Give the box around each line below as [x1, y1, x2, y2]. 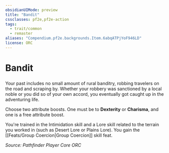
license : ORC [5, 41, 33, 46]
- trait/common [10, 26, 42, 31]
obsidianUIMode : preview [5, 7, 58, 13]
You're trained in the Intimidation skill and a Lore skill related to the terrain [5, 121, 159, 127]
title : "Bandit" [5, 12, 40, 17]
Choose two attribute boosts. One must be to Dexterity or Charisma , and [5, 106, 159, 112]
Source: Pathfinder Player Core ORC [5, 142, 82, 148]
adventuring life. [5, 96, 40, 102]
